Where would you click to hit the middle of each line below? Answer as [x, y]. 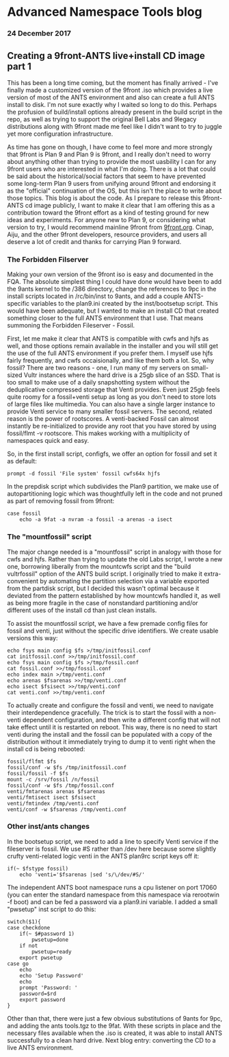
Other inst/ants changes [49, 827]
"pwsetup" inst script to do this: [52, 909]
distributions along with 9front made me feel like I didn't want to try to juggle [114, 126]
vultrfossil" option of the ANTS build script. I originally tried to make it [105, 574]
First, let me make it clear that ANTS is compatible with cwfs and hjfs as [108, 339]
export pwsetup [41, 958]
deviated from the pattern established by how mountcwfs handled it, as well [114, 595]
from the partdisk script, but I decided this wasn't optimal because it [103, 588]
